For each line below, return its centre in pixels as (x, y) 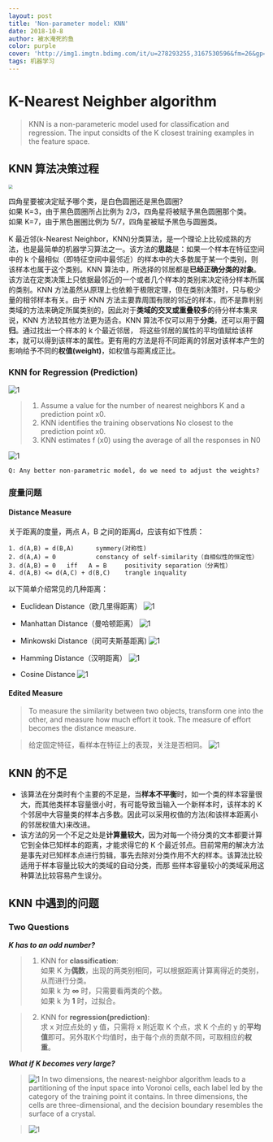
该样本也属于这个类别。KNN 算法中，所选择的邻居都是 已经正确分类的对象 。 (135, 269)
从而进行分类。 (65, 980)
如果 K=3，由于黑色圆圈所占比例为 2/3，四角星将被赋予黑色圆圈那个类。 (130, 211)
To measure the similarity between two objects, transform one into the (146, 711)
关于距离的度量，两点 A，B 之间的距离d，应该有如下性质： (106, 532)
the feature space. (59, 141)
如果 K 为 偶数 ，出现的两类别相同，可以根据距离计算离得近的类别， (152, 970)
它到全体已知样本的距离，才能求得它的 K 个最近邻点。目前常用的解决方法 (142, 845)
